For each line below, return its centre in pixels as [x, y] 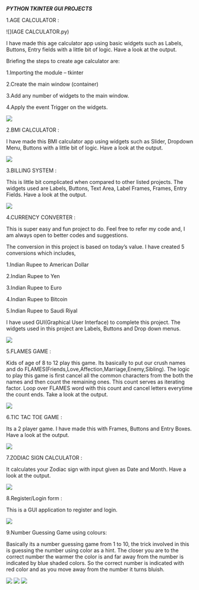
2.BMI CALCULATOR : [33, 130]
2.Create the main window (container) [53, 84]
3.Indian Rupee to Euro [34, 288]
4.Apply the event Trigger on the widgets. [57, 107]
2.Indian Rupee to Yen [33, 276]
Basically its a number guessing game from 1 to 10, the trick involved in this [98, 544]
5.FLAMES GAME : [29, 351]
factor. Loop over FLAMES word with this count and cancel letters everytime [99, 388]
